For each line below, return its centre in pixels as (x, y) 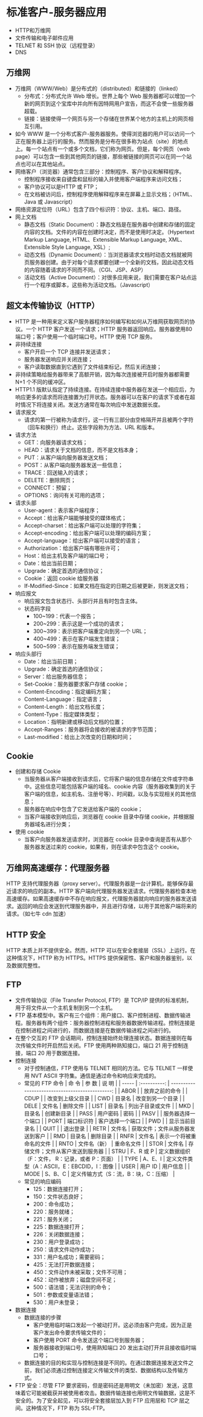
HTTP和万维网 (33, 30)
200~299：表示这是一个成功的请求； (79, 624)
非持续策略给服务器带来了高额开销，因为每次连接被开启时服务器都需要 (102, 374)
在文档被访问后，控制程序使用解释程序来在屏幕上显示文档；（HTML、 (110, 194)
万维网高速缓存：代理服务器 (58, 868)
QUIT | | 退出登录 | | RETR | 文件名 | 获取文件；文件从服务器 (116, 1128)
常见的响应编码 (43, 1181)
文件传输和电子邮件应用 (44, 37)
